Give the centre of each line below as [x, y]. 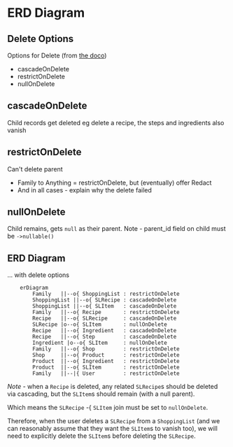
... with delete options [38, 275]
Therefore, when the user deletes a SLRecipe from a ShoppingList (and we [114, 421]
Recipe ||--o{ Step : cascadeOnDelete [105, 337]
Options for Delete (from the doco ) [57, 55]
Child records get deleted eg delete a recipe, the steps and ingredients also [116, 122]
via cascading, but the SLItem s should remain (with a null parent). [101, 394]
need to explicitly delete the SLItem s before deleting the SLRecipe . [101, 436]
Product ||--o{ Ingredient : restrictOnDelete [106, 362]
